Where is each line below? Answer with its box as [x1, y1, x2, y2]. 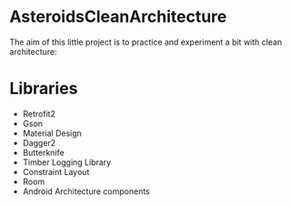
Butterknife [22, 147, 65, 158]
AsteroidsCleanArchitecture [9, 6, 227, 27]
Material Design [22, 128, 82, 139]
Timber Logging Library [22, 157, 112, 168]
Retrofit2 [22, 108, 56, 119]
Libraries [9, 78, 78, 99]
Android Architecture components [22, 185, 150, 197]
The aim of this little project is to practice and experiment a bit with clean [9, 36, 283, 47]
